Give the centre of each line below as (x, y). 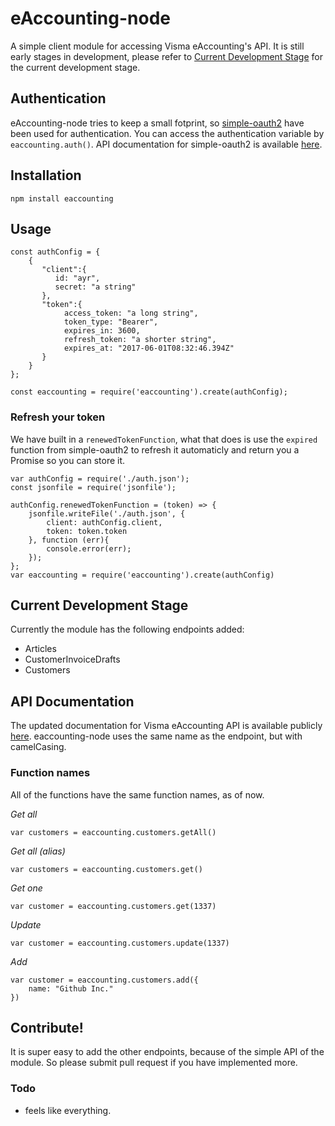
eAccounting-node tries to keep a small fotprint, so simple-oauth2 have (157, 123)
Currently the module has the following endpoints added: (127, 629)
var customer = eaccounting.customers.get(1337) (113, 906)
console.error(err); (89, 548)
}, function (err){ (69, 540)
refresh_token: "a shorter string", (140, 340)
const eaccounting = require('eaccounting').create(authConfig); (149, 392)
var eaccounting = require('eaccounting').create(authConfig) (142, 575)
